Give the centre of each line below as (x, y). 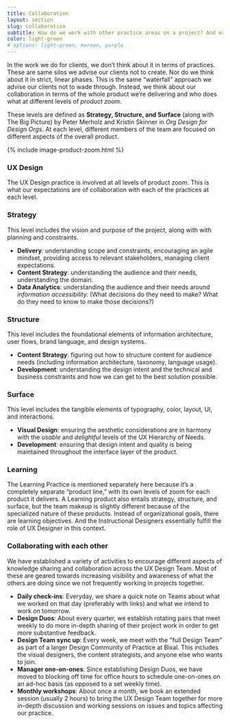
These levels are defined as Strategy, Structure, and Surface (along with (111, 115)
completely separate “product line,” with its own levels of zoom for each (108, 492)
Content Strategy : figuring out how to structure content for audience (114, 355)
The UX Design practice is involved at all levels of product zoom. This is (108, 183)
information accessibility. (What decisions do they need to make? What (117, 294)
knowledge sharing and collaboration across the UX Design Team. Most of (112, 568)
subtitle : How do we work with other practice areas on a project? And (111, 33)
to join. (27, 662)
